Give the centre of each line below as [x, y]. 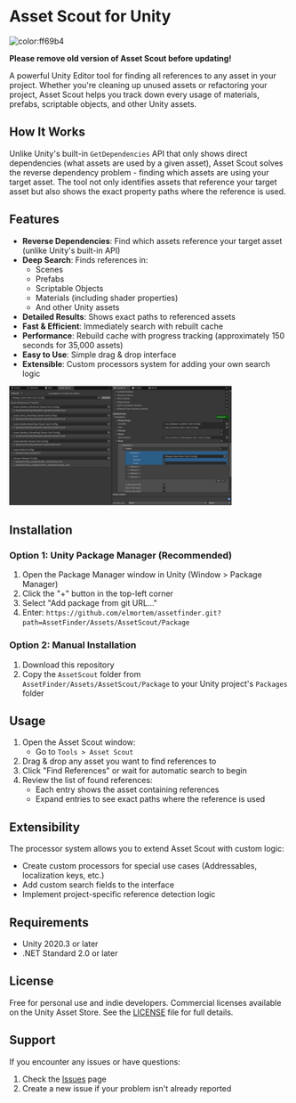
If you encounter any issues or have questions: [95, 1061]
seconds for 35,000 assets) [72, 345]
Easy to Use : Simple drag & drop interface [99, 355]
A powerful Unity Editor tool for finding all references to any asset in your [143, 75]
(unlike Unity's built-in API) [71, 250]
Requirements [49, 923]
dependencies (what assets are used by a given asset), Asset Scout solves [146, 163]
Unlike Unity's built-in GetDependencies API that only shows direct [128, 153]
